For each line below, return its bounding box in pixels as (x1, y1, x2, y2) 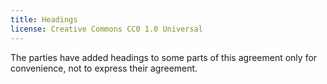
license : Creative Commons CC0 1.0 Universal (10, 24, 203, 34)
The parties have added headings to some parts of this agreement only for (10, 51, 318, 63)
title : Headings (10, 14, 78, 25)
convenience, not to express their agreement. (10, 62, 198, 74)
